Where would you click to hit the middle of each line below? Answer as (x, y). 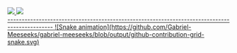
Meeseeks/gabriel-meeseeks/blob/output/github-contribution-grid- (106, 34)
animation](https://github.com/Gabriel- (135, 27)
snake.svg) (23, 42)
